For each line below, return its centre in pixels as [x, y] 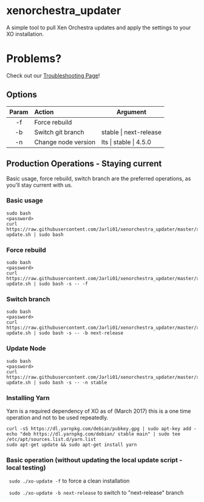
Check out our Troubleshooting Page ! [53, 75]
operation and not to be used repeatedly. [57, 417]
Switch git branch [59, 132]
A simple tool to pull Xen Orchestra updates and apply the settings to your [99, 27]
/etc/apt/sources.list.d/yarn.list [51, 439]
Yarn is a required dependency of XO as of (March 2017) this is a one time [99, 411]
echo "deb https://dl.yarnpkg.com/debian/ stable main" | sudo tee [93, 434]
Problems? [34, 59]
